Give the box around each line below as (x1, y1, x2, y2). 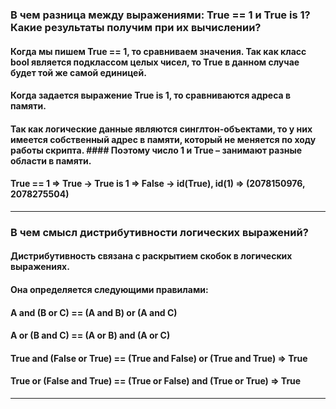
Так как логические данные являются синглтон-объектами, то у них (10, 123, 313, 135)
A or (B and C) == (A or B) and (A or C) (10, 329, 171, 342)
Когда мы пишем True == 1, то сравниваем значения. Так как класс (10, 45, 307, 57)
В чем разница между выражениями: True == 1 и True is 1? (10, 8, 311, 22)
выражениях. (10, 261, 70, 273)
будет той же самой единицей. (10, 66, 147, 78)
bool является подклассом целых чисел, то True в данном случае (10, 56, 300, 68)
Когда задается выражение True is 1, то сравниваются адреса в (10, 89, 292, 102)
